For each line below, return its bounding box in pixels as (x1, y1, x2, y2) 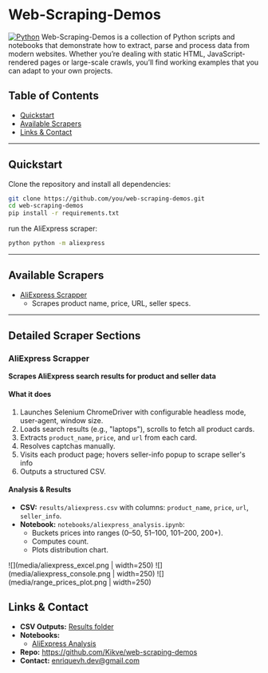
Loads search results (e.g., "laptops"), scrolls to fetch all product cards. (19, 424, 255, 433)
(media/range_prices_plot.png (8, 577, 108, 587)
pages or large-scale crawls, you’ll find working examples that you (39, 57, 259, 67)
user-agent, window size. (19, 415, 104, 425)
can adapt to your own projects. (8, 65, 113, 75)
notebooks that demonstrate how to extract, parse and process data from (8, 40, 250, 49)
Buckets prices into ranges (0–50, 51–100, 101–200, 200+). (31, 528, 223, 537)
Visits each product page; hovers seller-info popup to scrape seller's (19, 449, 246, 459)
